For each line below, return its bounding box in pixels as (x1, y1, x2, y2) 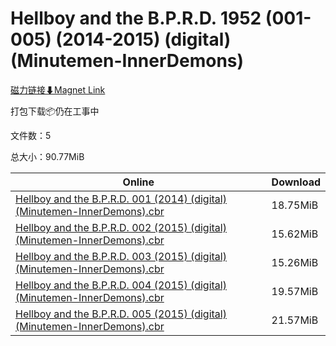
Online (122, 175, 155, 189)
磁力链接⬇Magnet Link (10, 83, 106, 96)
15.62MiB (271, 227, 319, 241)
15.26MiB (271, 255, 319, 269)
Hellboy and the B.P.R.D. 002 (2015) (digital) (15, 220, 227, 234)
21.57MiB (271, 313, 319, 327)
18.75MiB (271, 198, 319, 212)
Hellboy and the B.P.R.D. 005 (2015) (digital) (15, 307, 227, 321)
